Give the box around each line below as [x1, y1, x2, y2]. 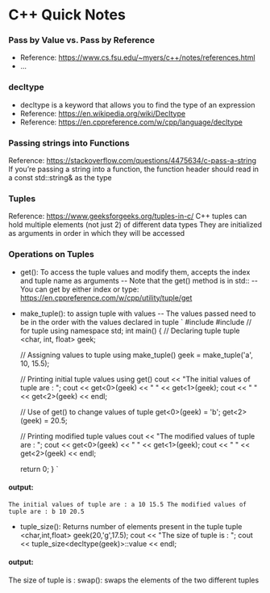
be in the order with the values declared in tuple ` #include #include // [19, 317, 252, 326]
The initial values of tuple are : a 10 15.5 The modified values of [8, 500, 247, 508]
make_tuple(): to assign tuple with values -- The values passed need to [19, 309, 256, 318]
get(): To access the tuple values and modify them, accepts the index [19, 267, 251, 276]
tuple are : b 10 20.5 [8, 507, 85, 515]
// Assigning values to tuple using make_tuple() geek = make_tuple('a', [19, 350, 254, 360]
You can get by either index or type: [19, 284, 139, 294]
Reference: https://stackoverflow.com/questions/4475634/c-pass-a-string [8, 156, 256, 166]
